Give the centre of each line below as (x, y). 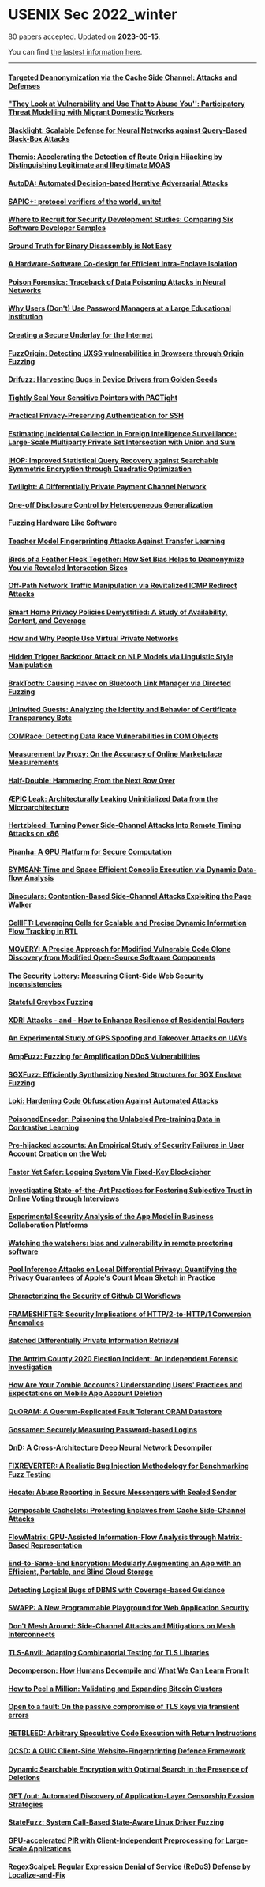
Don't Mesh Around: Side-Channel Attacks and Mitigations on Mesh (122, 1625)
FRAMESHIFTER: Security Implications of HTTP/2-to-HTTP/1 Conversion (130, 1314)
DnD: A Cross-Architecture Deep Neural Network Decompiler (110, 1447)
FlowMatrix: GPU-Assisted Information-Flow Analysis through (112, 1537)
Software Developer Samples (57, 228)
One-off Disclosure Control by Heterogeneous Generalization (111, 504)
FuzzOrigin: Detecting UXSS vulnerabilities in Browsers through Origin (126, 353)
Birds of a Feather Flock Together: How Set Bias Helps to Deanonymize (126, 559)
